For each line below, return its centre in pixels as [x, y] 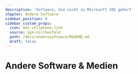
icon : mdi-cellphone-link [36, 28]
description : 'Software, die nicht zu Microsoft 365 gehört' [69, 10]
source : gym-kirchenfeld [35, 32]
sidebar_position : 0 [26, 19]
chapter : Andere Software [32, 14]
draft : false [23, 42]
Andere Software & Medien [62, 65]
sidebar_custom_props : [28, 23]
